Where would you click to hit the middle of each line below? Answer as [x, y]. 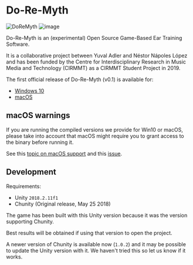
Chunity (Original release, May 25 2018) [62, 204]
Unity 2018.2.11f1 [36, 197]
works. [14, 257]
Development [31, 172]
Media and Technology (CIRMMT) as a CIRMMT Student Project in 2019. [93, 68]
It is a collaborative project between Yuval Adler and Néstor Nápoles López [97, 55]
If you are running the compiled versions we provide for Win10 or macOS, [94, 129]
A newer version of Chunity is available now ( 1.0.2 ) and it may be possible [96, 244]
